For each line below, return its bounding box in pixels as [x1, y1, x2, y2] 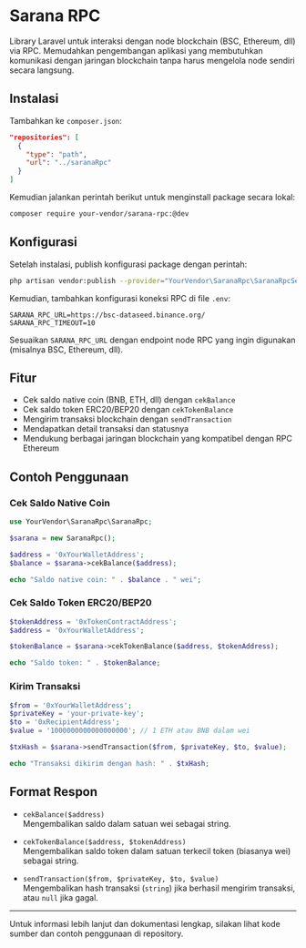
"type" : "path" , [25, 149, 88, 159]
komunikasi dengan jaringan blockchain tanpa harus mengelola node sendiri [9, 55, 295, 66]
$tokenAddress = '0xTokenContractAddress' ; [9, 617, 178, 627]
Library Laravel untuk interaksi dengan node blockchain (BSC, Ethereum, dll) [9, 36, 296, 46]
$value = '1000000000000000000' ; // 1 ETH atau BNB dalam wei [9, 726, 250, 736]
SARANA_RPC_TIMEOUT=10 [9, 318, 96, 328]
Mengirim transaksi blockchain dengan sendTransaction [22, 413, 232, 424]
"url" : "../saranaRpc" [25, 158, 112, 168]
